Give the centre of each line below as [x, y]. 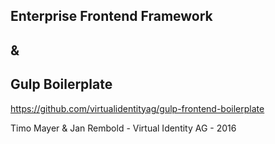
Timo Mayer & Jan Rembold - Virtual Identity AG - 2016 [123, 128]
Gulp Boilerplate [61, 84]
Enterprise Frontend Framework [111, 16]
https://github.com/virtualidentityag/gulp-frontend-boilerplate [137, 108]
